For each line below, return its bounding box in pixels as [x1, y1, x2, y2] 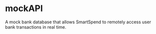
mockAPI [5, 3, 43, 14]
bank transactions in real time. [5, 24, 66, 30]
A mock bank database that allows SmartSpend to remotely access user [5, 19, 152, 25]
